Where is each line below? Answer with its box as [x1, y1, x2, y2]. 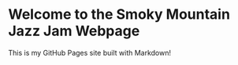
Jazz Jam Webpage [8, 22, 140, 40]
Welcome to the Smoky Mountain [8, 5, 231, 23]
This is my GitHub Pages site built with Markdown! [8, 48, 172, 57]
